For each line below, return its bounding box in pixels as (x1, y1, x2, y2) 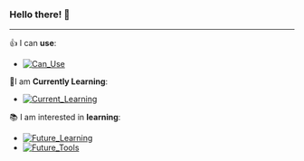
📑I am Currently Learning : (9, 76, 109, 87)
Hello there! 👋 (9, 8, 71, 21)
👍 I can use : (9, 38, 57, 49)
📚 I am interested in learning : (9, 112, 121, 123)
